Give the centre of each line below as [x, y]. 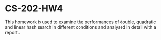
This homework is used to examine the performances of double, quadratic [80, 22]
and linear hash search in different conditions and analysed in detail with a [81, 27]
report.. [13, 32]
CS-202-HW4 [34, 9]
